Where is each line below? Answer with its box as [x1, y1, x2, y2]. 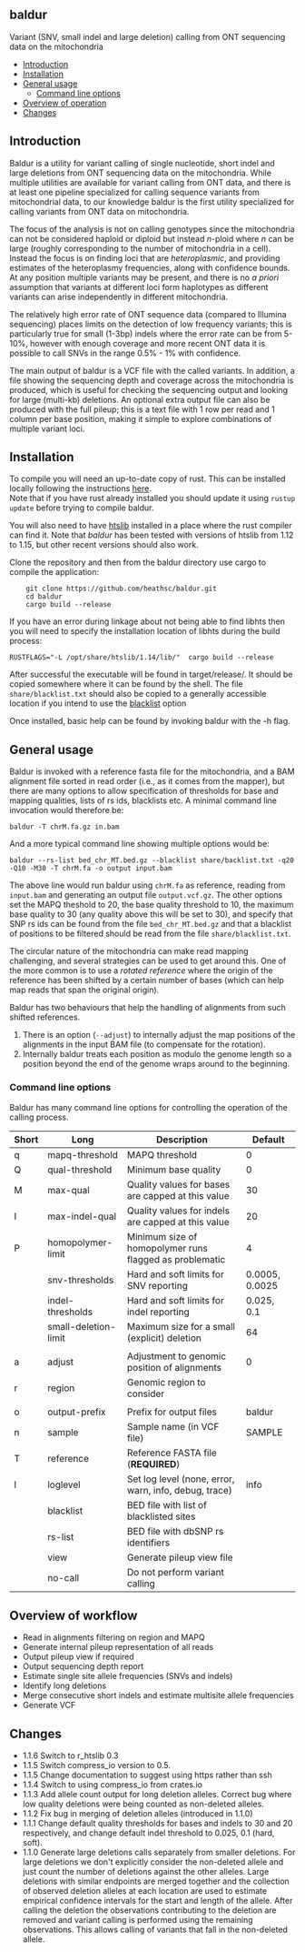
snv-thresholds [46, 1273, 114, 1286]
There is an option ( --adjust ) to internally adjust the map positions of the [22, 1030, 296, 1041]
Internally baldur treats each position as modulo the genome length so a [22, 1049, 292, 1060]
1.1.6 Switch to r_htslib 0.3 [22, 1750, 119, 1761]
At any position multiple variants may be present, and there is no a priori [9, 272, 280, 283]
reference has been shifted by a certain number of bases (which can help [9, 975, 284, 986]
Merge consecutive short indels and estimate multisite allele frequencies [22, 1690, 294, 1701]
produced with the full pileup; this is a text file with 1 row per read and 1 [9, 404, 275, 415]
